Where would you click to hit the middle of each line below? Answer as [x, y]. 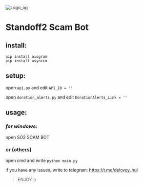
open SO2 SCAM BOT [28, 137]
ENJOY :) [27, 179]
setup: [16, 76]
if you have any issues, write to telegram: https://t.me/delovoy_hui [72, 170]
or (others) [19, 150]
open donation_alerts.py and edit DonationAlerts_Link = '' [67, 97]
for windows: [22, 126]
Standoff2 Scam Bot [47, 27]
